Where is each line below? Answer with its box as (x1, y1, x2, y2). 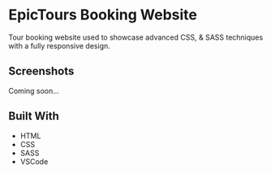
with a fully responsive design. (8, 40, 111, 50)
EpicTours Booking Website (8, 6, 197, 24)
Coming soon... (8, 86, 59, 95)
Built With (8, 109, 59, 123)
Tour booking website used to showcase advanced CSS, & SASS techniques (8, 32, 264, 42)
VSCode (19, 156, 49, 167)
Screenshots (8, 65, 75, 78)
